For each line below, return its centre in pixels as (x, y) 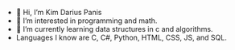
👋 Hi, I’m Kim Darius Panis (59, 12)
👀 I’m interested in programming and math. (87, 21)
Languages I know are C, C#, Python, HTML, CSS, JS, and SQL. (121, 37)
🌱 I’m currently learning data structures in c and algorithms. (114, 29)
